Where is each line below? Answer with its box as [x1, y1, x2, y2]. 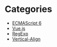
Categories [5, 3, 52, 15]
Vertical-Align [12, 36, 41, 42]
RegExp [12, 30, 28, 36]
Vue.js [12, 25, 26, 31]
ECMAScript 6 [12, 20, 42, 26]
